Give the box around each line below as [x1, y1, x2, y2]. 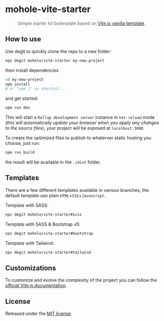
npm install [5, 82, 30, 87]
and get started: [5, 95, 39, 101]
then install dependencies [5, 67, 59, 73]
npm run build [5, 150, 35, 155]
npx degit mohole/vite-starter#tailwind [5, 250, 92, 255]
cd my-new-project [5, 77, 44, 82]
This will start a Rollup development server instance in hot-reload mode [5, 115, 155, 121]
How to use [5, 35, 41, 43]
